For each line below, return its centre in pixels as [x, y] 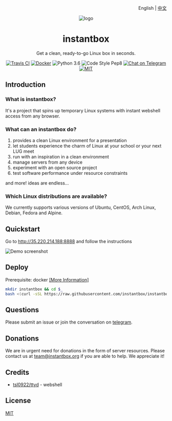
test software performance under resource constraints [70, 173]
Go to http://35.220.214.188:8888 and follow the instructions [69, 242]
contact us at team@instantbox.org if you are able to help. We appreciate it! [85, 356]
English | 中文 [152, 8]
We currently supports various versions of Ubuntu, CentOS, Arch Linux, [81, 208]
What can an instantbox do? [41, 129]
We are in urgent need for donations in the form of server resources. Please [85, 351]
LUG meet [23, 151]
